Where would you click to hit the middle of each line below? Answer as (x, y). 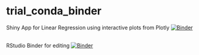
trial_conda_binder (54, 11)
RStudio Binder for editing (38, 45)
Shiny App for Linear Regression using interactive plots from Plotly (88, 27)
